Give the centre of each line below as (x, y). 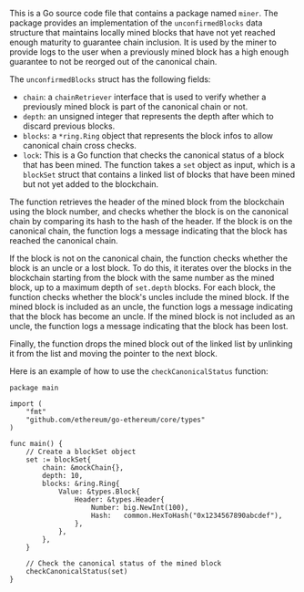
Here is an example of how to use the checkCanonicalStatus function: (139, 371)
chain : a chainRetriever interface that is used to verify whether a (144, 97)
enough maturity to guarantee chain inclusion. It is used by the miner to (143, 42)
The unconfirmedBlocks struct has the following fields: (110, 79)
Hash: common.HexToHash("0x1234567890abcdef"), (187, 515)
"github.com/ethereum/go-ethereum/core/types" (116, 420)
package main (34, 388)
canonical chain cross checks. (79, 145)
